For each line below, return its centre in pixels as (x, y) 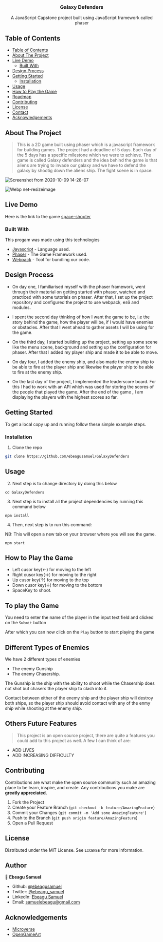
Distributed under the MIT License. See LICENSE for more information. (74, 850)
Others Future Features (41, 724)
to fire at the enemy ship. (37, 372)
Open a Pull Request (33, 823)
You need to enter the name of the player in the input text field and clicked (80, 617)
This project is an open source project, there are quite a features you (86, 735)
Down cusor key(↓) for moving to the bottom (57, 585)
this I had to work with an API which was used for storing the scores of (83, 387)
